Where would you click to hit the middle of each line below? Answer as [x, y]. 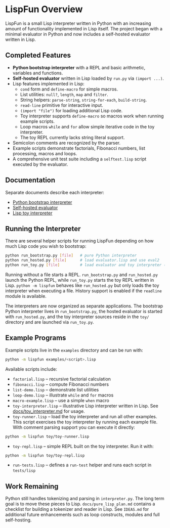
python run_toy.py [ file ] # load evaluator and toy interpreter [83, 265]
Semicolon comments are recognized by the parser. [67, 143]
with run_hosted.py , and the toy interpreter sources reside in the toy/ [77, 317]
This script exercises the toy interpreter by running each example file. [85, 422]
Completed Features [38, 55]
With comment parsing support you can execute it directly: [74, 427]
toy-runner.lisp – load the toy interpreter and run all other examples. [85, 416]
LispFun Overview [44, 9]
